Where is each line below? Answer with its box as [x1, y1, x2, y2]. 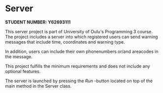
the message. [5, 53, 33, 59]
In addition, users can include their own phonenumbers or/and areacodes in [5, 48, 159, 54]
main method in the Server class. [5, 83, 72, 89]
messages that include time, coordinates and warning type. [5, 39, 125, 45]
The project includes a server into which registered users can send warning [5, 34, 158, 40]
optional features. [5, 68, 41, 74]
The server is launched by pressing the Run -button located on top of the [5, 78, 153, 84]
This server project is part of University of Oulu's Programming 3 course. [5, 28, 153, 34]
